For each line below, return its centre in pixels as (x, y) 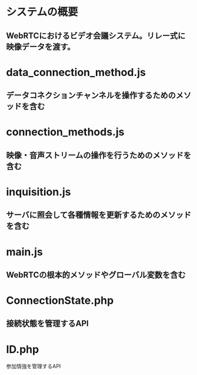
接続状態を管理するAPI (48, 323)
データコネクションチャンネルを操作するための (91, 96)
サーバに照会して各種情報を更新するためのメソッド (99, 215)
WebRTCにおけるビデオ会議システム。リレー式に (96, 36)
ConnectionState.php (60, 301)
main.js (24, 252)
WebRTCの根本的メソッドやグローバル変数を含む (96, 275)
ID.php (23, 349)
